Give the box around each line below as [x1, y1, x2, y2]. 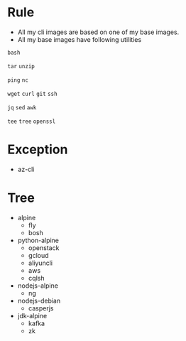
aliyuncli [28, 259, 53, 267]
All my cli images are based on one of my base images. [17, 28, 180, 36]
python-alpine [17, 236, 59, 244]
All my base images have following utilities [17, 35, 142, 43]
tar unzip [7, 63, 35, 70]
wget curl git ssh [7, 90, 58, 97]
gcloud [28, 251, 49, 259]
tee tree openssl [7, 118, 56, 125]
